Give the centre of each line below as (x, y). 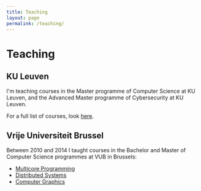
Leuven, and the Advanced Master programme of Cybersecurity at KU (95, 98)
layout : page (23, 18)
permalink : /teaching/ (35, 23)
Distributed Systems (41, 175)
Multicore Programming (45, 169)
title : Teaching (27, 12)
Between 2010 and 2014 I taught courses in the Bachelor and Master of (96, 150)
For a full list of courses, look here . (50, 116)
